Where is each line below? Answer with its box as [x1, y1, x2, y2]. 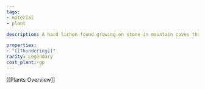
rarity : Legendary [6, 54, 53, 60]
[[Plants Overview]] [6, 76, 56, 83]
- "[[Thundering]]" [6, 48, 56, 54]
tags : [6, 9, 20, 15]
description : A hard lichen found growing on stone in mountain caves [6, 31, 190, 37]
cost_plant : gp [6, 59, 45, 65]
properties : [6, 42, 37, 49]
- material [6, 15, 34, 21]
